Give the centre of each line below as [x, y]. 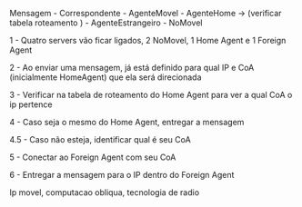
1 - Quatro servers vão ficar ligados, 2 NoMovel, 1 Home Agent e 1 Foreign [148, 40]
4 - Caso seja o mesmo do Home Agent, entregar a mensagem [127, 122]
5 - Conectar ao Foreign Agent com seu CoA [93, 157]
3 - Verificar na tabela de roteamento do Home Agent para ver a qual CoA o [151, 95]
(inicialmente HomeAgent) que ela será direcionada [106, 77]
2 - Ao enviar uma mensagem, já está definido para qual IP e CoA [132, 68]
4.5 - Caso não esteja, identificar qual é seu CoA [100, 139]
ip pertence [31, 104]
